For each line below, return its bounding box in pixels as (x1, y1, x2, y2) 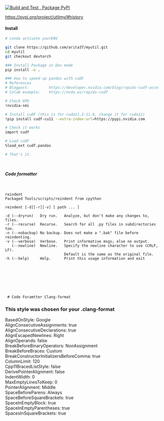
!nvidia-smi (5, 103, 29, 108)
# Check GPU (5, 98, 29, 104)
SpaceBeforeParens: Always (5, 390, 62, 396)
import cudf (5, 130, 29, 135)
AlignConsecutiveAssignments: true (5, 322, 77, 328)
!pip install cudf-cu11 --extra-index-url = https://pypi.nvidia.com (5, 116, 145, 122)
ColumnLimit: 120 (5, 358, 40, 364)
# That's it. (5, 152, 32, 157)
